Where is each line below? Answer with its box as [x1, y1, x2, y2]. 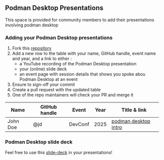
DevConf [69, 121, 89, 128]
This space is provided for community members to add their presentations [5, 17, 155, 22]
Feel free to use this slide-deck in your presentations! [5, 150, 112, 156]
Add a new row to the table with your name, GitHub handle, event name [12, 51, 156, 57]
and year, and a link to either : [12, 56, 72, 61]
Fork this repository [12, 45, 52, 51]
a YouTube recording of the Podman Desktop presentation [19, 61, 137, 67]
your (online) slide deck [19, 66, 67, 72]
